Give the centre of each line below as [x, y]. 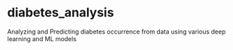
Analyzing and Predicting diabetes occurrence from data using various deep [116, 32]
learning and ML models [42, 38]
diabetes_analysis [61, 13]
